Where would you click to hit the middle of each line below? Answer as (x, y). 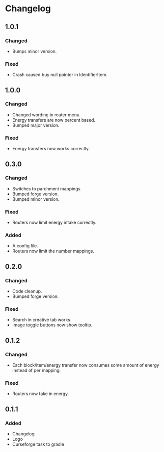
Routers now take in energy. (41, 394)
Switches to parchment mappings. (47, 188)
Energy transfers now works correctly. (51, 149)
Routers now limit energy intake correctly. (54, 223)
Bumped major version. (36, 125)
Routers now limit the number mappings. (53, 251)
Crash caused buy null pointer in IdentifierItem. (60, 75)
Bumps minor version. (34, 51)
